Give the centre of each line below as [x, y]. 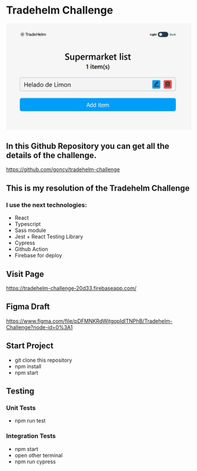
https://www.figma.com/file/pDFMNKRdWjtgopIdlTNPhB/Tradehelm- [89, 321]
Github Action [31, 249]
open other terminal [39, 455]
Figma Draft [28, 307]
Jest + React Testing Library [49, 237]
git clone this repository [43, 360]
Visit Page [25, 274]
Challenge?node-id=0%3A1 [39, 327]
